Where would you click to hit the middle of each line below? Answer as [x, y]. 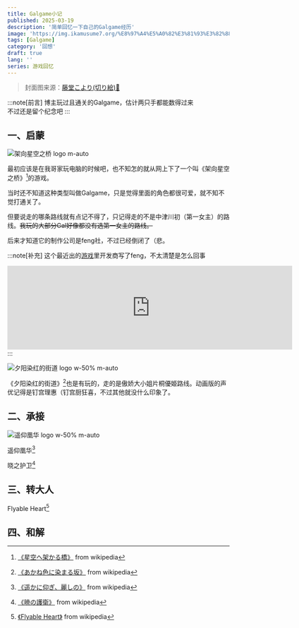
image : [17, 34]
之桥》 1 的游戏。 [30, 177]
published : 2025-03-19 [41, 20]
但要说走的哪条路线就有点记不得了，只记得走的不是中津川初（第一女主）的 [115, 217]
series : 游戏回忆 [31, 66]
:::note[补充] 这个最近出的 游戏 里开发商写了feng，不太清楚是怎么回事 [106, 255]
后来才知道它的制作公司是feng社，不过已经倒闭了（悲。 [88, 241]
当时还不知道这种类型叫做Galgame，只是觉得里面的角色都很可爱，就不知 [113, 193]
